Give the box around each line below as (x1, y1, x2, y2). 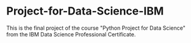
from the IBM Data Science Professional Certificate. (6, 30, 136, 38)
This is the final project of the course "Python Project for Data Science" (6, 24, 186, 31)
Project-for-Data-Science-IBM (6, 4, 164, 18)
